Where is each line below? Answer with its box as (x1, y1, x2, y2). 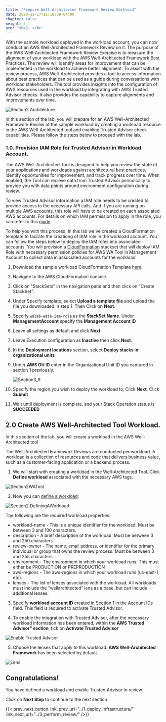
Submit (12, 391, 29, 397)
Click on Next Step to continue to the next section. (5, 696, 109, 703)
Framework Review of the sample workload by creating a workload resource (5, 122, 161, 128)
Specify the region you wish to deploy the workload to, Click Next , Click (12, 386, 160, 392)
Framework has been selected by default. (12, 650, 98, 656)
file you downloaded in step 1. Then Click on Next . (12, 303, 116, 309)
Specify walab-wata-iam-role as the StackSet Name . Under (12, 313, 134, 319)
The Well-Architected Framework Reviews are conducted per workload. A (5, 449, 156, 455)
